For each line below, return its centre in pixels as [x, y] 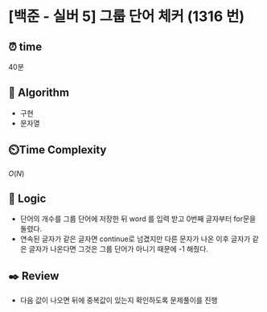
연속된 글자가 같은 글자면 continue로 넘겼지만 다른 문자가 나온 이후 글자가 [135, 239]
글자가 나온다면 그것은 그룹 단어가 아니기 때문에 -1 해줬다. [119, 249]
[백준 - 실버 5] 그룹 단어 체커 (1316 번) [127, 16]
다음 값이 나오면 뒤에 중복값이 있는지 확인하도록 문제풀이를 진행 [119, 300]
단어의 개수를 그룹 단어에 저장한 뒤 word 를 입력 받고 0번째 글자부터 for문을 [138, 219]
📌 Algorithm [39, 93]
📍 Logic [27, 199]
